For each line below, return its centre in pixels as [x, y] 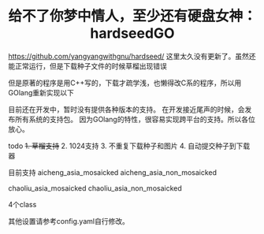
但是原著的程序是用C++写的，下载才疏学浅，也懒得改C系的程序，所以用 [125, 83]
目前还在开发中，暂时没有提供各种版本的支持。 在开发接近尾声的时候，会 [126, 109]
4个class [22, 204]
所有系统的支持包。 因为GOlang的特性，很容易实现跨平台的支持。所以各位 [135, 119]
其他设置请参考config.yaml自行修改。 [69, 221]
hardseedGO [132, 33]
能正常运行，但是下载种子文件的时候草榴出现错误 [87, 66]
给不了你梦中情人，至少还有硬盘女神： [133, 16]
